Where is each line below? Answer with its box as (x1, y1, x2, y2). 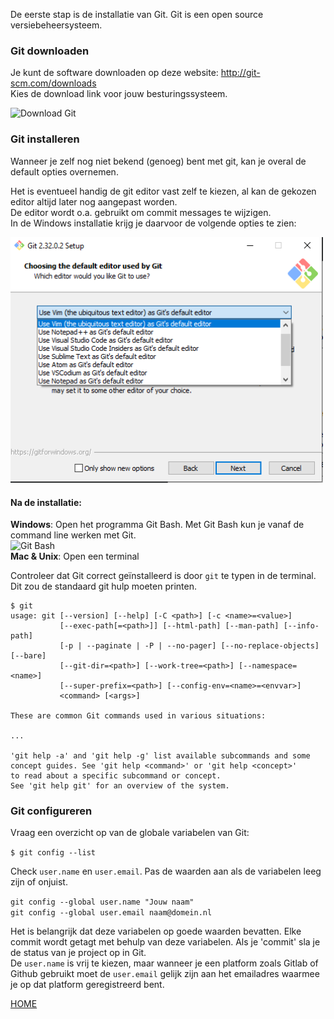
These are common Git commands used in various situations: (10, 711, 267, 721)
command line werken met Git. (10, 529, 137, 541)
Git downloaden (10, 44, 90, 58)
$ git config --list (10, 848, 97, 858)
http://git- (220, 67, 261, 79)
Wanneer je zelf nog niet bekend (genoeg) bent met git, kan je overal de (10, 155, 307, 167)
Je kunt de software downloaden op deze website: (10, 67, 219, 79)
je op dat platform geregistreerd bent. (10, 979, 165, 991)
